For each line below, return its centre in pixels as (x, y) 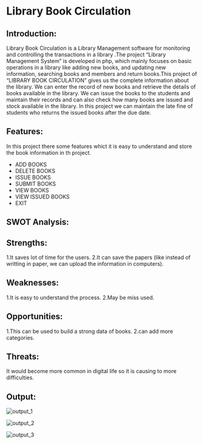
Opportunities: (35, 317)
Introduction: (32, 34)
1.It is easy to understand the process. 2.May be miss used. (80, 297)
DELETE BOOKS (35, 170)
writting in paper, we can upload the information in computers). (85, 264)
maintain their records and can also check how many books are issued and (100, 99)
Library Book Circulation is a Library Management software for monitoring (98, 48)
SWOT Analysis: (38, 222)
